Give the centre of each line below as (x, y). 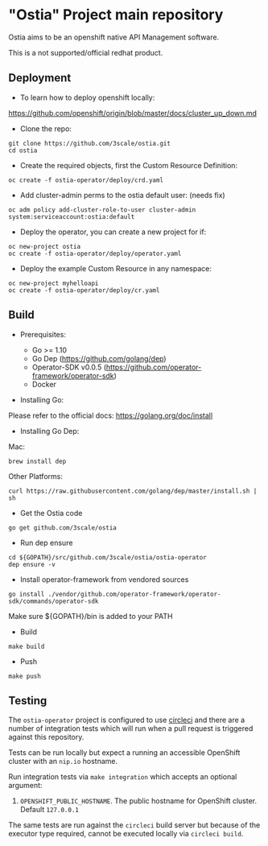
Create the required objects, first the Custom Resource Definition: (129, 165)
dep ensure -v (32, 564)
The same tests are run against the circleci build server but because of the (134, 825)
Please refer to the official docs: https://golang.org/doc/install (111, 415)
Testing (28, 701)
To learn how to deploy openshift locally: (87, 97)
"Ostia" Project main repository (116, 15)
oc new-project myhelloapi (54, 283)
